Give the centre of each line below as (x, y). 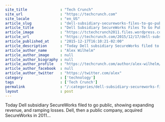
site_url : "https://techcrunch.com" (61, 14)
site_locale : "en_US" (42, 19)
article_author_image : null (39, 55)
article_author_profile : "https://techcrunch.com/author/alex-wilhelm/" (84, 64)
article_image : (34, 32)
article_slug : (34, 23)
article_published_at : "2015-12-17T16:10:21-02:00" (65, 41)
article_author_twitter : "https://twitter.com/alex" (63, 73)
